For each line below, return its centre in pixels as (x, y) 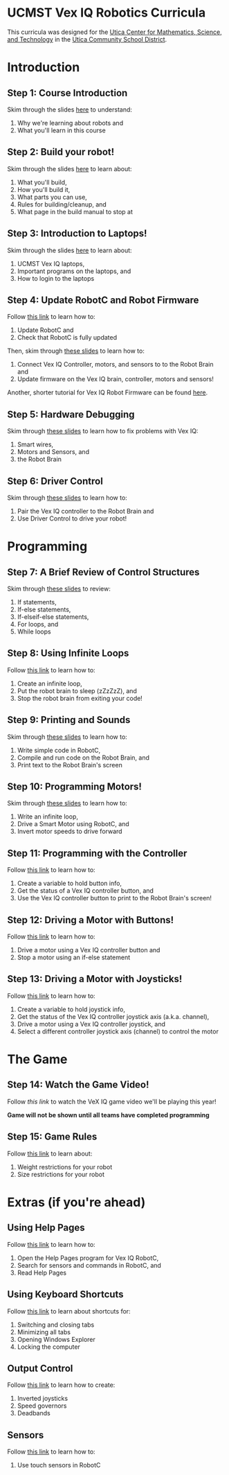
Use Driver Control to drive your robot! (72, 518)
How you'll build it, (44, 189)
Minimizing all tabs (44, 1332)
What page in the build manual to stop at (75, 211)
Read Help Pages (42, 1273)
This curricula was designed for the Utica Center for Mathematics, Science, (115, 32)
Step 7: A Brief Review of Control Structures (103, 572)
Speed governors (42, 1406)
